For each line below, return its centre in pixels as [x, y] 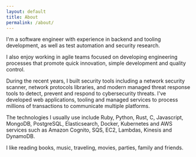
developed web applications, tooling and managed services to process [92, 100]
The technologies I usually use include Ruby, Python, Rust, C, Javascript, [95, 117]
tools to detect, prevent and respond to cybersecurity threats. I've [86, 94]
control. [16, 70]
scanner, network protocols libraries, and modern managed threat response [98, 87]
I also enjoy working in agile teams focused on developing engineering [92, 57]
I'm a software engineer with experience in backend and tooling [84, 40]
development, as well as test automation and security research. [83, 45]
